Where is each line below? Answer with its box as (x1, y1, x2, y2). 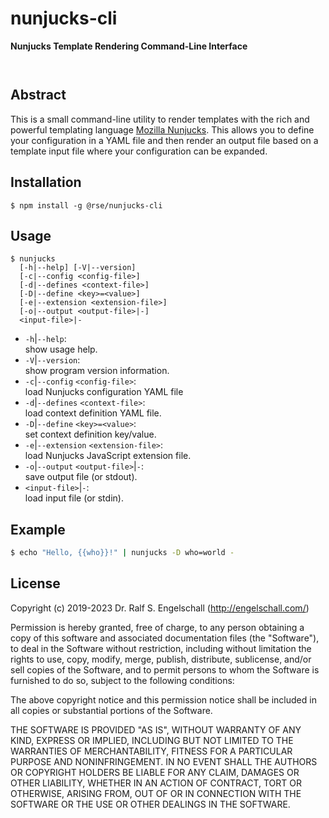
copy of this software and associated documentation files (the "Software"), (10, 632, 320, 644)
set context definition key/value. (24, 428, 157, 441)
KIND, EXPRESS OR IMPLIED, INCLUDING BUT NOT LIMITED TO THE (10, 734, 294, 746)
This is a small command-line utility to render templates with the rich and (10, 113, 310, 125)
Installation (10, 174, 82, 191)
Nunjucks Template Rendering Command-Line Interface (10, 40, 248, 52)
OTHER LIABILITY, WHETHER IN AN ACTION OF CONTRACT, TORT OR (10, 777, 302, 789)
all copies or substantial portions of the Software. (10, 704, 213, 716)
